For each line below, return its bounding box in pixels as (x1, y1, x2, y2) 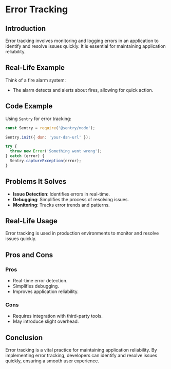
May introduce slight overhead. (12, 318, 79, 324)
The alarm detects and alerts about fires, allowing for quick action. (12, 87, 154, 93)
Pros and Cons (5, 250, 53, 259)
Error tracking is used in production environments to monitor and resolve (5, 230, 159, 237)
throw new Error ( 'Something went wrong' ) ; (10, 149, 102, 154)
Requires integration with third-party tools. (12, 313, 103, 319)
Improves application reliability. (12, 288, 79, 295)
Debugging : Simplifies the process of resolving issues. (12, 196, 129, 202)
